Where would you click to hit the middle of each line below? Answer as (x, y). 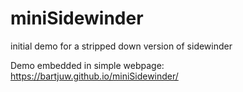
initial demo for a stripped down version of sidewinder (121, 46)
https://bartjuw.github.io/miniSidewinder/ (94, 76)
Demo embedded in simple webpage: (87, 65)
